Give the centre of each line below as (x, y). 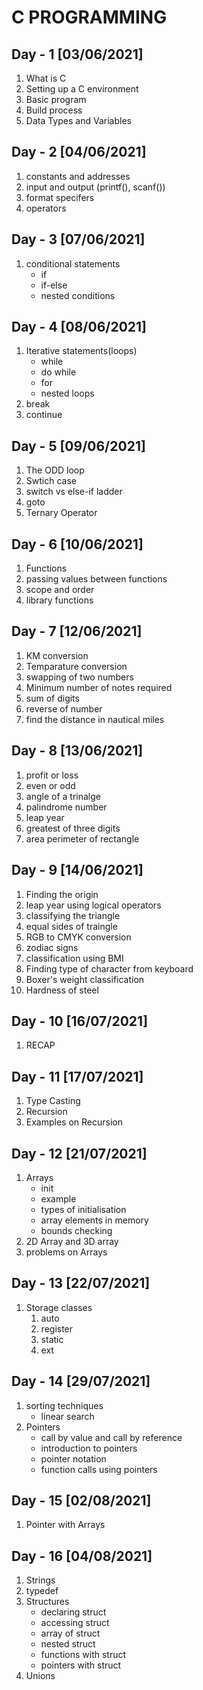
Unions (40, 1676)
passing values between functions (96, 579)
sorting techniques (64, 1405)
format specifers (60, 197)
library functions (59, 600)
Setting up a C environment (82, 89)
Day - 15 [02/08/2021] (81, 1500)
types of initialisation (83, 1209)
